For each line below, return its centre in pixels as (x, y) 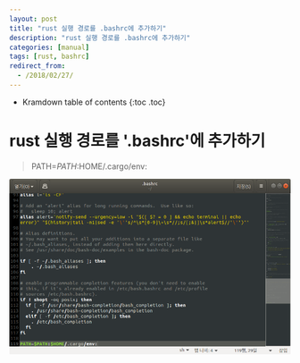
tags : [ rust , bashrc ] (50, 57)
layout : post (33, 19)
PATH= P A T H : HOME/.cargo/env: (89, 166)
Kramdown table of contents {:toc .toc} (94, 102)
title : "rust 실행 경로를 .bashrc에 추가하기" (88, 28)
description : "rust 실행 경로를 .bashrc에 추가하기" (100, 38)
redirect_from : (37, 66)
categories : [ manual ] (50, 47)
